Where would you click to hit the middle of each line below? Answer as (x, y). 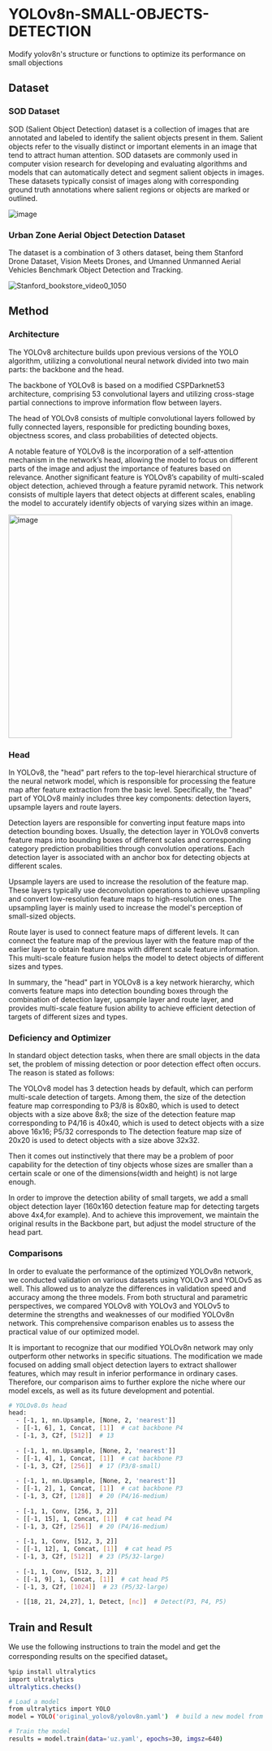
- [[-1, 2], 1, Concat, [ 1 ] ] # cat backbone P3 (99, 1488)
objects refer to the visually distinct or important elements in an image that (133, 146)
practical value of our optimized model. (74, 1332)
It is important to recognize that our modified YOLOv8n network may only (131, 1347)
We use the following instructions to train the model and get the (114, 1646)
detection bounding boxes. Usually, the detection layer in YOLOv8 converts (134, 831)
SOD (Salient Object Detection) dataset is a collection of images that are (129, 129)
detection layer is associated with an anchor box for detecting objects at (129, 857)
